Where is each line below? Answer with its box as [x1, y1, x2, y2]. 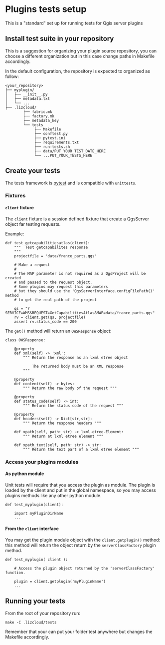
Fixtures [5, 192, 26, 199]
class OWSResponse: [5, 337, 46, 343]
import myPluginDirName [14, 511, 64, 516]
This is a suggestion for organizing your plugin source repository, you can [5, 47, 157, 53]
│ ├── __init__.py [5, 91, 48, 97]
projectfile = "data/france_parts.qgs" [14, 253, 97, 258]
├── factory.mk [23, 113, 55, 118]
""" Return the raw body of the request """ [23, 386, 117, 391]
